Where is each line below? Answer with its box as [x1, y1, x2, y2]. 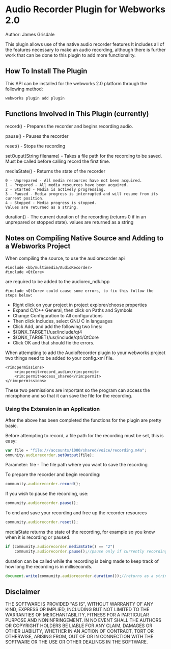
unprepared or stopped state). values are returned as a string [5, 219, 134, 225]
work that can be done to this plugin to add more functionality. [5, 52, 136, 58]
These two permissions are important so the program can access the [5, 387, 150, 393]
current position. [5, 195, 44, 201]
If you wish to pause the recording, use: [5, 491, 89, 497]
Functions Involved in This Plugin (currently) [5, 110, 149, 118]
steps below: [5, 293, 33, 298]
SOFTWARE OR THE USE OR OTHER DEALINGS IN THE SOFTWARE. [5, 639, 148, 645]
